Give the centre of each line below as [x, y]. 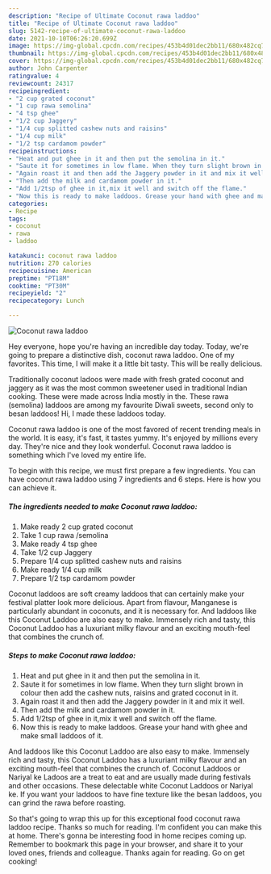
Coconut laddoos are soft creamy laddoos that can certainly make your [126, 594]
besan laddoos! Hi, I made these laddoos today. [88, 414]
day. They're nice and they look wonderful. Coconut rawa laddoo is [120, 446]
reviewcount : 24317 [41, 83]
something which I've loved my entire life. [77, 455]
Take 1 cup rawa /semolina [64, 535]
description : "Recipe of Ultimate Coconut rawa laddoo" [104, 16]
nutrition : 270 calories [50, 263]
